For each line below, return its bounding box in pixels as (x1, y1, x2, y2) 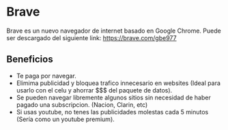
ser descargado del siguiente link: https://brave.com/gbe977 (6, 33, 177, 42)
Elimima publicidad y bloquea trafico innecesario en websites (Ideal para (16, 79, 221, 87)
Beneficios (6, 54, 53, 65)
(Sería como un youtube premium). (16, 115, 115, 123)
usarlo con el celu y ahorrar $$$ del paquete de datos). (16, 86, 173, 94)
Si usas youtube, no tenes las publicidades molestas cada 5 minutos (16, 108, 209, 116)
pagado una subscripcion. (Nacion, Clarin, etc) (16, 100, 148, 109)
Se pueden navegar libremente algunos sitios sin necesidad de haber (16, 93, 211, 101)
